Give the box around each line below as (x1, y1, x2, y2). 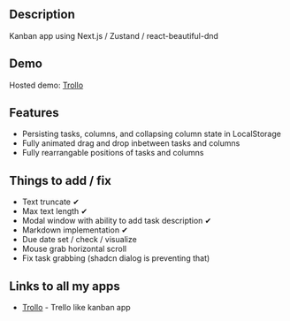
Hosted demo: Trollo (9, 80, 84, 90)
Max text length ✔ (21, 206, 88, 217)
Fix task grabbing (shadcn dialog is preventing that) (21, 253, 210, 264)
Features (9, 105, 59, 120)
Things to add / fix (9, 172, 112, 188)
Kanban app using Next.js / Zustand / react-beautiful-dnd (9, 30, 219, 41)
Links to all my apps (9, 279, 121, 294)
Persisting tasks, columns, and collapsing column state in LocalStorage (21, 128, 281, 140)
